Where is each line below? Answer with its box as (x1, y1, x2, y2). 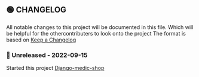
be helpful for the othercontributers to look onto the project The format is (6, 30, 186, 37)
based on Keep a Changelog (6, 36, 76, 43)
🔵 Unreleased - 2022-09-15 (6, 51, 88, 59)
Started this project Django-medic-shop (6, 65, 105, 72)
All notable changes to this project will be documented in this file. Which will (6, 23, 194, 31)
